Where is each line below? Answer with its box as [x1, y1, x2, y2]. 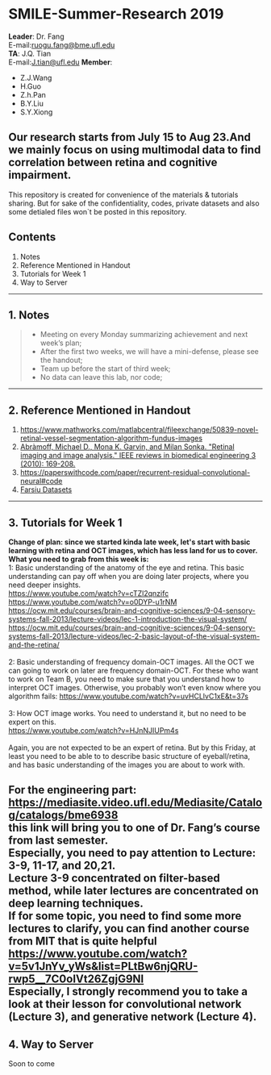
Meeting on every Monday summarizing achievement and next [40, 330, 248, 340]
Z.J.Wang [19, 73, 52, 82]
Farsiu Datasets [19, 485, 73, 494]
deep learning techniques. [8, 897, 144, 910]
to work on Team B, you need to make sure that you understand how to [8, 674, 244, 684]
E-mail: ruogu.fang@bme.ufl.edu [8, 40, 115, 49]
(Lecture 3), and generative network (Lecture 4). [8, 1010, 257, 1024]
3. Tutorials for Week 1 [8, 515, 123, 529]
